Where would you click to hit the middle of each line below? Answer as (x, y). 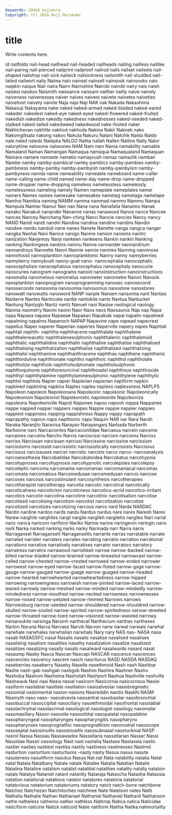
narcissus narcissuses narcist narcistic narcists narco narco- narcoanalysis (84, 452)
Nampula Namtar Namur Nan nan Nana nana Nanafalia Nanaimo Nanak (80, 207)
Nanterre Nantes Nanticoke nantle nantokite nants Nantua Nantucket (78, 299)
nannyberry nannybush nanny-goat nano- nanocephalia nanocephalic (79, 261)
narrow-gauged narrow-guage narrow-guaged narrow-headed (86, 572)
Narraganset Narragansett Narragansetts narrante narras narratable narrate (85, 534)
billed (11, 556)
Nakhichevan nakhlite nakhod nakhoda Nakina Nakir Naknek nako (75, 130)
